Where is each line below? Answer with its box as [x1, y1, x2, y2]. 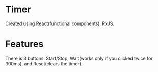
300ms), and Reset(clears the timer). [5, 60, 83, 67]
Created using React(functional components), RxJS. [5, 20, 115, 27]
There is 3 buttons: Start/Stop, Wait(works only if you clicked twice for [5, 55, 153, 61]
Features [5, 38, 44, 50]
